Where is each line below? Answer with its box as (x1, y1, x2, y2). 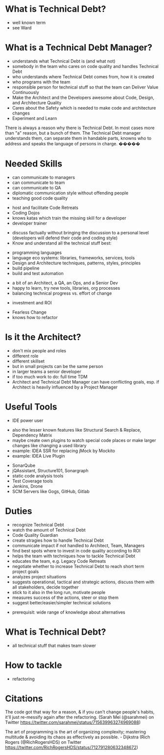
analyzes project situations (12, 573, 67, 579)
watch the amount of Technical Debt (12, 527, 86, 533)
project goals (12, 569, 39, 574)
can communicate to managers (12, 174, 75, 180)
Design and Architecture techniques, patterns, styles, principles (12, 260, 141, 266)
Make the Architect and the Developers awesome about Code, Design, (12, 94, 154, 100)
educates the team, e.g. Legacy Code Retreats (12, 558, 106, 564)
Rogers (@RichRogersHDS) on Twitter (5, 739, 82, 745)
